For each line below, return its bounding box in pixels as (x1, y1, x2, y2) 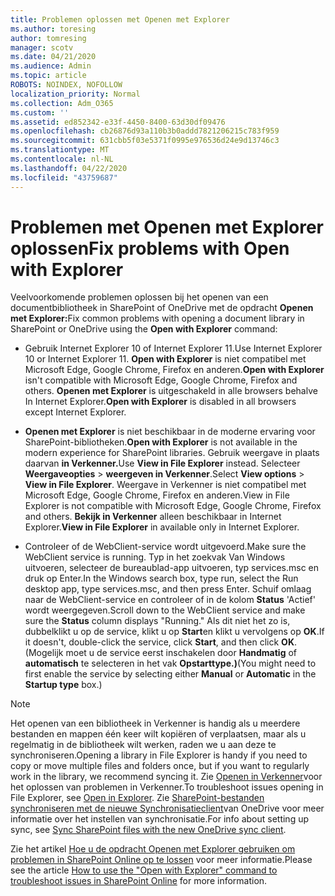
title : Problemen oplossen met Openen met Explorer (10, 14, 230, 25)
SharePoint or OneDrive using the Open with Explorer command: (10, 323, 278, 335)
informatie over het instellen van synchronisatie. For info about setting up (10, 813, 310, 825)
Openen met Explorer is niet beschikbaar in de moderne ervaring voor (24, 426, 316, 438)
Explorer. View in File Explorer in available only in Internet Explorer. (24, 521, 300, 533)
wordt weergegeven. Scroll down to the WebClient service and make (24, 604, 306, 616)
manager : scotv (10, 42, 74, 53)
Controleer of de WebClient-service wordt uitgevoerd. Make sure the (24, 541, 307, 553)
